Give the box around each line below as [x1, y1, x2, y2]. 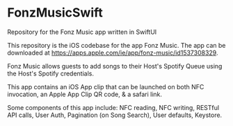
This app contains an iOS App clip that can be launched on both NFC [7, 82, 204, 91]
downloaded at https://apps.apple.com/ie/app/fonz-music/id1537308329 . [7, 48, 218, 57]
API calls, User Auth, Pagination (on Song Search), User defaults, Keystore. [7, 111, 223, 119]
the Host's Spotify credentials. [7, 69, 95, 78]
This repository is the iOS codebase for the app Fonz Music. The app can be [7, 41, 226, 49]
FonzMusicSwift [7, 5, 103, 21]
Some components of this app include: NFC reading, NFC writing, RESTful [7, 103, 220, 111]
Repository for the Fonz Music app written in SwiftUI [7, 28, 157, 36]
